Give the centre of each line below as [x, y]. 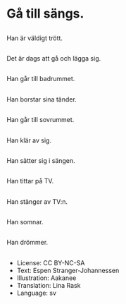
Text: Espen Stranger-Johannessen [68, 270]
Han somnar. [25, 222]
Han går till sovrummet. [40, 120]
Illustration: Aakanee [46, 278]
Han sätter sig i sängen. [41, 160]
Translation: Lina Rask [49, 285]
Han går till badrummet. [41, 79]
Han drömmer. [27, 243]
